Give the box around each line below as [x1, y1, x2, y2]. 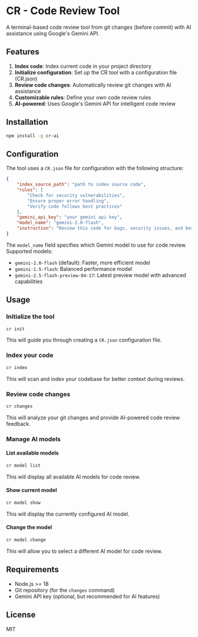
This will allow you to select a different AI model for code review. [6, 548, 163, 555]
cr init [6, 326, 25, 332]
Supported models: [6, 247, 53, 254]
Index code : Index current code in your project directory [14, 62, 152, 69]
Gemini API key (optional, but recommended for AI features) [14, 593, 160, 600]
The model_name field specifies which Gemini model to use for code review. [6, 241, 187, 248]
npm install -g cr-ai [6, 132, 60, 139]
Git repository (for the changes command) [14, 586, 115, 593]
